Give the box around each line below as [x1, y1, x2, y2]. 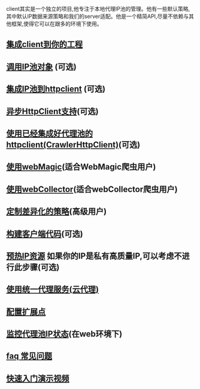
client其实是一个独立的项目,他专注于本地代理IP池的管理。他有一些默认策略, [6, 5, 190, 12]
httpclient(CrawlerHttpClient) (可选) [6, 140, 141, 150]
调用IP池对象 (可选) [6, 62, 77, 72]
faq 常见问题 [6, 351, 53, 361]
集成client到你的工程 [6, 40, 83, 50]
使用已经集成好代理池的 [6, 128, 93, 138]
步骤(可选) [22, 262, 60, 272]
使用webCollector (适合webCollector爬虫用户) [6, 184, 178, 194]
